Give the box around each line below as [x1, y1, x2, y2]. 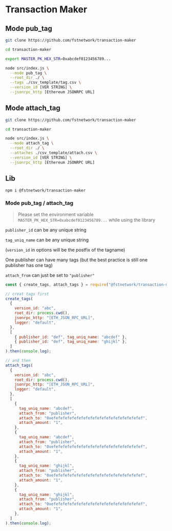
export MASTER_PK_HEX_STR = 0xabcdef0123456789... [5, 56, 111, 61]
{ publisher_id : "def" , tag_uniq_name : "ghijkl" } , [14, 339, 127, 344]
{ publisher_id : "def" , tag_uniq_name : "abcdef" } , [14, 334, 127, 340]
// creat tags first [5, 291, 50, 296]
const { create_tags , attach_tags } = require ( [5, 282, 109, 287]
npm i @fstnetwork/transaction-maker [5, 188, 86, 193]
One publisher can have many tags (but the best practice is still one [5, 256, 148, 263]
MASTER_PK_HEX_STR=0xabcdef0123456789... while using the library [17, 217, 156, 223]
